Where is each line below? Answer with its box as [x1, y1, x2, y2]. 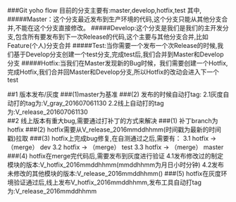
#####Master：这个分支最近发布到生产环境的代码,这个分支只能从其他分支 [7, 15, 222, 23]
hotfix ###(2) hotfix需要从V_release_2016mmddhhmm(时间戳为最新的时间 [7, 125, 222, 134]
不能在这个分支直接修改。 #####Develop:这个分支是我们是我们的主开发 [15, 24, 223, 32]
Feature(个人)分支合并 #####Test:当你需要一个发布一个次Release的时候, [7, 42, 218, 49]
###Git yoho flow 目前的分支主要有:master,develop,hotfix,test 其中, [7, 6, 202, 14]
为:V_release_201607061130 [7, 108, 88, 116]
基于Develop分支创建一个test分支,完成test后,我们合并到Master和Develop [13, 50, 224, 58]
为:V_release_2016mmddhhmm [7, 187, 97, 195]
